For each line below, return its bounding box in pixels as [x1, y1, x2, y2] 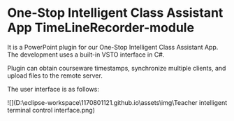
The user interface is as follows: [7, 85, 100, 93]
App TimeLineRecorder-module [7, 20, 194, 36]
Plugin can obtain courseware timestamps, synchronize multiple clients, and [7, 64, 226, 72]
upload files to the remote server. [7, 71, 103, 80]
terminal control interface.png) [7, 106, 96, 114]
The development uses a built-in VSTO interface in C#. [7, 50, 165, 59]
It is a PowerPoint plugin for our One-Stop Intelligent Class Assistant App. [7, 43, 219, 51]
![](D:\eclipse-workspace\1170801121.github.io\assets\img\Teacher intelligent [7, 98, 228, 106]
